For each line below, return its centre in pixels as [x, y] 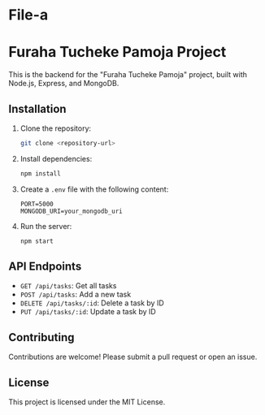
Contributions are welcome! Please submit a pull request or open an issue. [133, 357]
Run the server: [46, 226]
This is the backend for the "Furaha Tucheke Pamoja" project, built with [128, 75]
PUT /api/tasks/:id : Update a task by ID [88, 312]
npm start [37, 241]
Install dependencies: [56, 158]
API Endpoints [45, 266]
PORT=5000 [37, 204]
